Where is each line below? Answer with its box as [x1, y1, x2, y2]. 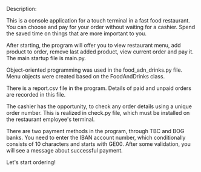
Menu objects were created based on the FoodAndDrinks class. [6, 73, 165, 80]
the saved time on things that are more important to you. [6, 30, 147, 37]
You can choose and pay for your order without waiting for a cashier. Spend [6, 24, 196, 30]
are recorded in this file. [6, 91, 66, 98]
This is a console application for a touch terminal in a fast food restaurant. [6, 17, 191, 24]
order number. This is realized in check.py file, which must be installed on [6, 109, 190, 116]
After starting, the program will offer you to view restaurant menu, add [6, 42, 181, 49]
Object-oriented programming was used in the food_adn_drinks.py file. [6, 66, 183, 74]
